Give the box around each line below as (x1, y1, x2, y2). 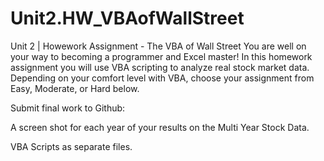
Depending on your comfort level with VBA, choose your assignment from (10, 72, 315, 84)
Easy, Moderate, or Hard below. (10, 82, 140, 94)
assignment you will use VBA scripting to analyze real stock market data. (10, 61, 310, 73)
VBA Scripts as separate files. (10, 140, 133, 152)
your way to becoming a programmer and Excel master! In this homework (10, 50, 313, 62)
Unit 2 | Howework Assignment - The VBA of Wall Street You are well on (10, 40, 307, 52)
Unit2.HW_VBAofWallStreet (10, 7, 245, 30)
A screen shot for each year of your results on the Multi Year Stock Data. (10, 121, 310, 133)
